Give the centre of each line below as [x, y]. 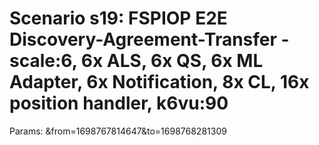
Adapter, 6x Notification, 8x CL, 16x [159, 82]
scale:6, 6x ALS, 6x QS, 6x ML [136, 61]
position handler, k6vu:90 [119, 103]
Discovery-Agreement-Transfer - [149, 39]
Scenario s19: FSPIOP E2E [118, 18]
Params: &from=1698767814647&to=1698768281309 [118, 131]
